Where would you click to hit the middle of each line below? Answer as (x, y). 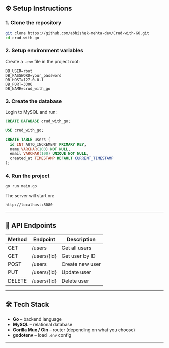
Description (81, 240)
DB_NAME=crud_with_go (28, 88)
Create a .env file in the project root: (43, 61)
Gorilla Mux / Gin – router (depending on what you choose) (74, 330)
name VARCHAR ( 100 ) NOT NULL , (40, 149)
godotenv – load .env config (42, 335)
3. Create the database (34, 101)
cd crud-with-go (22, 38)
